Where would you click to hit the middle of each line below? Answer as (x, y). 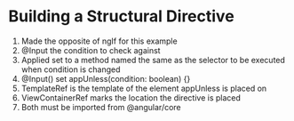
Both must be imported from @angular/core (101, 107)
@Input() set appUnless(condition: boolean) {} (106, 78)
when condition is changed (71, 69)
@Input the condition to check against (91, 50)
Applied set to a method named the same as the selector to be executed (153, 60)
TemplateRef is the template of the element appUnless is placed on (144, 88)
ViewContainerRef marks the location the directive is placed (131, 97)
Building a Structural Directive (121, 16)
